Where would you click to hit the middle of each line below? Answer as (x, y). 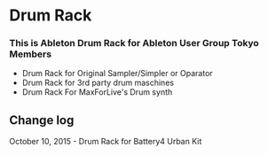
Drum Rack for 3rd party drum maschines (98, 83)
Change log (42, 120)
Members (30, 54)
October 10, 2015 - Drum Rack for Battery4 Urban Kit (106, 142)
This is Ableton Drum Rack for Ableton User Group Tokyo (134, 43)
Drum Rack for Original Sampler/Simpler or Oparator (117, 74)
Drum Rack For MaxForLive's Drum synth (97, 92)
